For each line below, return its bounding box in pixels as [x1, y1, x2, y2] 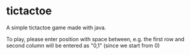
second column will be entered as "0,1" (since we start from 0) [6, 42, 160, 49]
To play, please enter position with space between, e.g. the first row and [6, 35, 185, 42]
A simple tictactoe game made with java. [6, 24, 107, 31]
